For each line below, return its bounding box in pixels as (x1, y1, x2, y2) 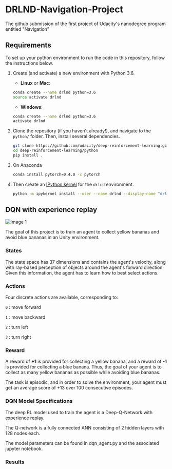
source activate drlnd (12, 94, 62, 100)
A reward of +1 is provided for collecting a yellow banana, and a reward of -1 (5, 358, 167, 365)
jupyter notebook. (5, 445, 43, 452)
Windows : (20, 104, 43, 110)
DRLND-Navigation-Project (5, 4, 124, 15)
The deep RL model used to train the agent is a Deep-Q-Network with (5, 409, 153, 415)
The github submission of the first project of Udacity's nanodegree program (5, 21, 166, 27)
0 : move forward (5, 304, 41, 310)
